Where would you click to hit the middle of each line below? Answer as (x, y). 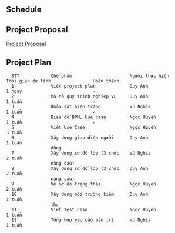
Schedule (24, 10)
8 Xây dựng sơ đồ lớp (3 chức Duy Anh (80, 169)
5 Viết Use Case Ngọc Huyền (84, 128)
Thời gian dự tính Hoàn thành (63, 81)
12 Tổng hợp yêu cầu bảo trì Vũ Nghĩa (81, 220)
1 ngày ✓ (51, 91)
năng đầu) (63, 164)
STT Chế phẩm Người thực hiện (90, 76)
